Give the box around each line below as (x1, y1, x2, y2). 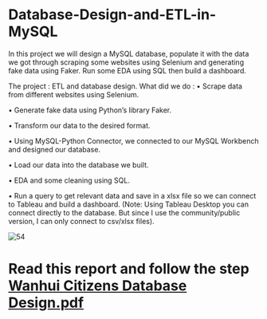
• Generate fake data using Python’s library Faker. (8, 105, 172, 115)
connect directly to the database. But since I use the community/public (8, 207, 241, 217)
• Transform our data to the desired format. (8, 120, 151, 130)
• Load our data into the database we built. (8, 159, 149, 169)
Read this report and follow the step (8, 260, 249, 278)
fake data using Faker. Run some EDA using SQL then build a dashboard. (8, 65, 247, 75)
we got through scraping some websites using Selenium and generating (8, 57, 245, 67)
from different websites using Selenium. (8, 89, 139, 99)
